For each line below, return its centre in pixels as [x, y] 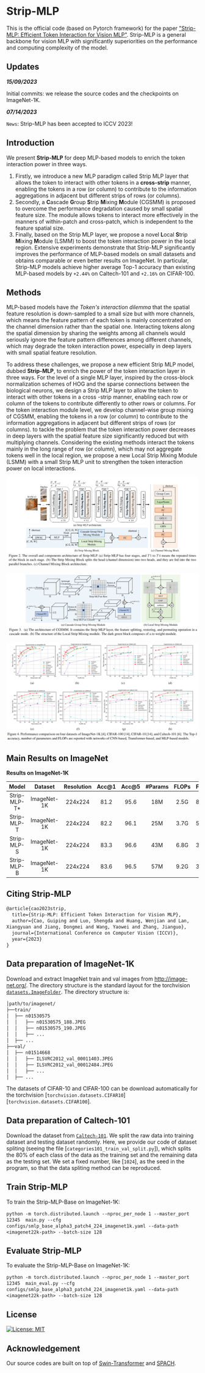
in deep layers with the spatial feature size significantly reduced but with [97, 436]
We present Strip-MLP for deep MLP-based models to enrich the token [96, 158]
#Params [157, 786]
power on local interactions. [41, 468]
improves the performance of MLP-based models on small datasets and [105, 254]
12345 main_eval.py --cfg [41, 1284]
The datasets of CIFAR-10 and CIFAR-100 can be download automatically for [102, 1088]
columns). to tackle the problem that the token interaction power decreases [101, 430]
